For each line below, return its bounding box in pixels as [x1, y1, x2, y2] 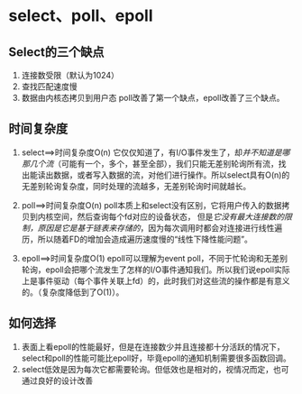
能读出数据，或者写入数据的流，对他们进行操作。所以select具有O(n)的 [29, 170, 290, 180]
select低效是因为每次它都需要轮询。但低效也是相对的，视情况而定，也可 [21, 363, 289, 374]
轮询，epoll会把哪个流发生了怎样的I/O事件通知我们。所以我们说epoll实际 [21, 264, 290, 275]
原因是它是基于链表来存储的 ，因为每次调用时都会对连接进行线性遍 [37, 222, 283, 233]
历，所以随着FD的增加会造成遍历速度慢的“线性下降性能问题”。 [21, 234, 253, 244]
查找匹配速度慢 [21, 81, 78, 92]
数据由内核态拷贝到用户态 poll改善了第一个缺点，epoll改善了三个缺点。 [21, 93, 285, 103]
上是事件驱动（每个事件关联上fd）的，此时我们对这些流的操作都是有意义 [21, 275, 290, 286]
